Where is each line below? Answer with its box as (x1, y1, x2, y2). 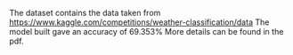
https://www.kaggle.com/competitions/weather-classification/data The (9, 17, 270, 27)
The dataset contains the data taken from (9, 8, 161, 18)
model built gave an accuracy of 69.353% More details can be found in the (9, 27, 284, 36)
